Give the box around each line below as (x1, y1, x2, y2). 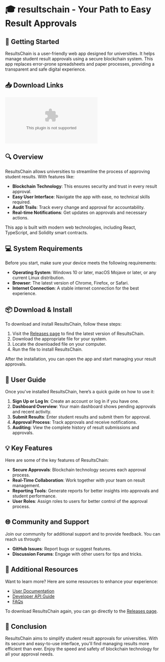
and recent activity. (12, 409, 52, 415)
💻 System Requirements (5, 245, 83, 253)
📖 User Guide (5, 375, 46, 384)
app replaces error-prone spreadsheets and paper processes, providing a (5, 61, 155, 67)
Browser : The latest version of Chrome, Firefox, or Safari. (12, 280, 129, 286)
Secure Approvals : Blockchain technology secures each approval (12, 466, 146, 472)
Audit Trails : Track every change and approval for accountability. (12, 204, 145, 210)
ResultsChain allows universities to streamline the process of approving (5, 168, 150, 174)
